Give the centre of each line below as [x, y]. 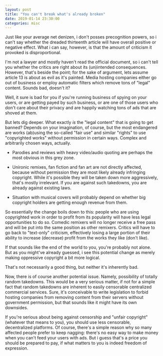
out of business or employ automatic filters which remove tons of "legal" [78, 83]
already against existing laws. [42, 188]
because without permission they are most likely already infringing [79, 172]
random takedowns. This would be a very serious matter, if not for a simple [80, 282]
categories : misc [23, 23]
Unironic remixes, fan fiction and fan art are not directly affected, [77, 167]
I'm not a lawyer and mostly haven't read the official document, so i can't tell [81, 62]
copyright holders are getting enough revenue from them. [70, 202]
